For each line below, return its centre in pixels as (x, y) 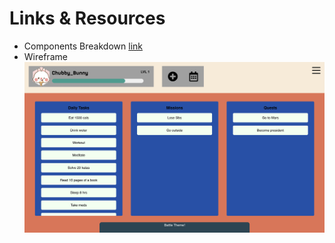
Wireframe (45, 56)
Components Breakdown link (83, 46)
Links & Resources (87, 18)
